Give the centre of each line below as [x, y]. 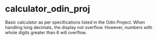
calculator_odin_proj [48, 9]
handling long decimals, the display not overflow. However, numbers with [79, 27]
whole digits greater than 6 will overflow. [46, 32]
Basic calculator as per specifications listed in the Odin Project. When [75, 22]
